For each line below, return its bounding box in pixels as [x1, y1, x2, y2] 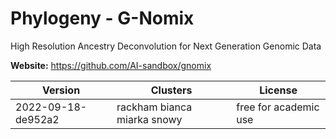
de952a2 [15, 112, 60, 126]
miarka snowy [116, 112, 183, 126]
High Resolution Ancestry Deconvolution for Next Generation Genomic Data [10, 40, 322, 52]
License [259, 83, 298, 97]
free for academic [236, 100, 320, 114]
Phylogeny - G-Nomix [10, 7, 195, 30]
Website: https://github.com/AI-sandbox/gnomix [10, 59, 212, 71]
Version [42, 83, 81, 97]
